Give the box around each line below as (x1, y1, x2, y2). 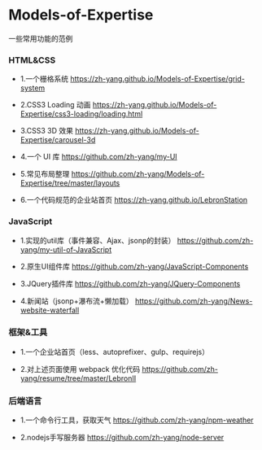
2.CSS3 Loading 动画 (20, 100, 91, 110)
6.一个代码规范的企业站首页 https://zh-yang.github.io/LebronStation (20, 195, 248, 205)
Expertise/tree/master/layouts (20, 178, 120, 188)
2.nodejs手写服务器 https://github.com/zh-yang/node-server (20, 433, 225, 443)
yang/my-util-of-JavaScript (20, 244, 112, 254)
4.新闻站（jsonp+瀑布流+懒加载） (20, 295, 133, 306)
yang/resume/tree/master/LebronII (20, 373, 137, 383)
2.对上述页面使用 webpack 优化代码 (20, 364, 141, 374)
